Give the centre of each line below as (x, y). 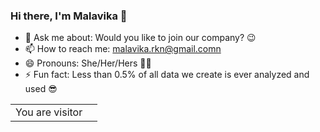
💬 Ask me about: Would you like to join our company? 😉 (140, 38)
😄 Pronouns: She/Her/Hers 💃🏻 (88, 63)
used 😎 (41, 89)
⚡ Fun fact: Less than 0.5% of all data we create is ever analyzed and (167, 75)
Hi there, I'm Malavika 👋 (69, 16)
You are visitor (49, 112)
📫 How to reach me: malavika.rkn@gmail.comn (123, 49)
